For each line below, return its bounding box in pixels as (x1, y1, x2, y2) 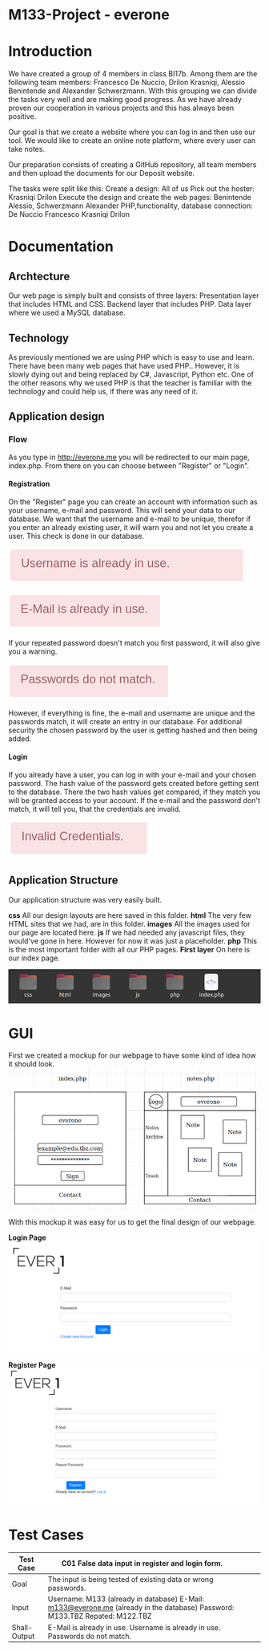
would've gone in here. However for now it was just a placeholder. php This (8, 936, 258, 945)
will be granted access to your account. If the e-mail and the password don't (8, 796, 261, 805)
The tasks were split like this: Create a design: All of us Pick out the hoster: (8, 184, 255, 194)
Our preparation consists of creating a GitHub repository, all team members (8, 160, 257, 169)
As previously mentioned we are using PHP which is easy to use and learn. (8, 352, 255, 362)
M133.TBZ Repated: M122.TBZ (47, 1612, 152, 1621)
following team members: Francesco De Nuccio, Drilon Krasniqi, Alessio (8, 78, 246, 88)
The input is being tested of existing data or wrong (47, 1575, 214, 1584)
